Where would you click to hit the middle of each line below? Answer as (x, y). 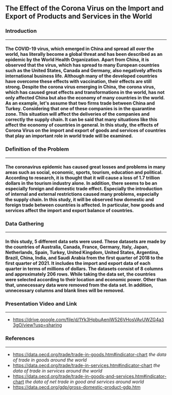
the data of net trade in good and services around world (84, 382)
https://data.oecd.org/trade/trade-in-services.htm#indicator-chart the (86, 365)
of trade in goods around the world (50, 360)
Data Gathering (25, 224)
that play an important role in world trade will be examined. (69, 136)
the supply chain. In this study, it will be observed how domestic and (80, 200)
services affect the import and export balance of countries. (70, 211)
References (20, 339)
